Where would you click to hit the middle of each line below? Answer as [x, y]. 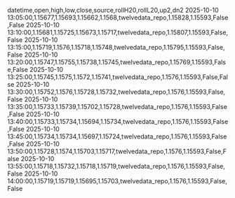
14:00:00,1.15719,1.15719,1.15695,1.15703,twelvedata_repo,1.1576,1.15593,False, [117, 181]
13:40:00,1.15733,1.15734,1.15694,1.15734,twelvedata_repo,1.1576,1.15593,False [118, 121]
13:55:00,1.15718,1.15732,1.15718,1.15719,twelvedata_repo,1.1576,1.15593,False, [116, 166]
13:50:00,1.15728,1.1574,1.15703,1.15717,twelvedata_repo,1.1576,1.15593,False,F [117, 151]
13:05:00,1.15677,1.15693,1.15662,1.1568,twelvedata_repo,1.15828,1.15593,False [118, 17]
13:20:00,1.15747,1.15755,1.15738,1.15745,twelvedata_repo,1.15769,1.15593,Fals [117, 62]
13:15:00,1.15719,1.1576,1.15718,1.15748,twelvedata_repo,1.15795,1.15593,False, [116, 47]
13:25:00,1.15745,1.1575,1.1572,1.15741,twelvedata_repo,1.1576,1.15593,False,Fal [118, 77]
